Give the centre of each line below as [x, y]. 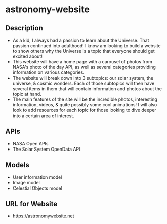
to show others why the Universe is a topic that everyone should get [84, 51]
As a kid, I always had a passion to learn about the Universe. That [81, 40]
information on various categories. [48, 72]
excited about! [28, 56]
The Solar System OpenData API [46, 149]
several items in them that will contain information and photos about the [87, 89]
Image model [26, 182]
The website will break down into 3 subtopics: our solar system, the [83, 78]
